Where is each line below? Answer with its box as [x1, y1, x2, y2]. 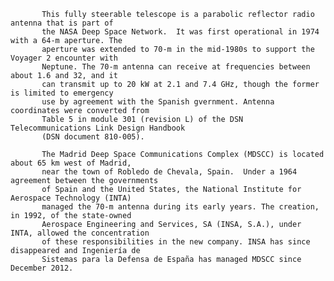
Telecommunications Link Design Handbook [10, 123, 186, 133]
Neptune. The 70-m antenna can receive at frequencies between [41, 62, 311, 72]
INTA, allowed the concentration [10, 228, 150, 238]
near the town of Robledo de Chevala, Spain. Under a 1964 [41, 167, 298, 177]
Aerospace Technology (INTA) [10, 193, 132, 203]
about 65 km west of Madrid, [10, 158, 132, 168]
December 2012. [10, 263, 74, 273]
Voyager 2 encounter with [10, 53, 118, 63]
